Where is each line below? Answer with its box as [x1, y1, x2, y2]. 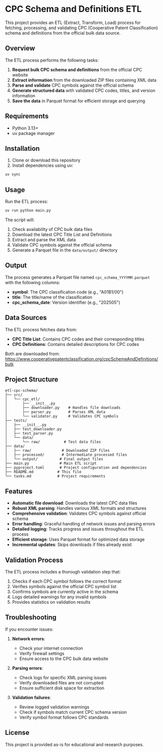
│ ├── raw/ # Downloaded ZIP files [5, 448, 110, 453]
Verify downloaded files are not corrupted [19, 680, 104, 685]
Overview [5, 44, 36, 52]
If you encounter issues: [5, 626, 54, 632]
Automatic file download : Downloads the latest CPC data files [12, 500, 138, 506]
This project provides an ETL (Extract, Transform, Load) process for [5, 20, 141, 25]
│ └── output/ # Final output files [5, 456, 104, 462]
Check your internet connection [19, 645, 83, 651]
